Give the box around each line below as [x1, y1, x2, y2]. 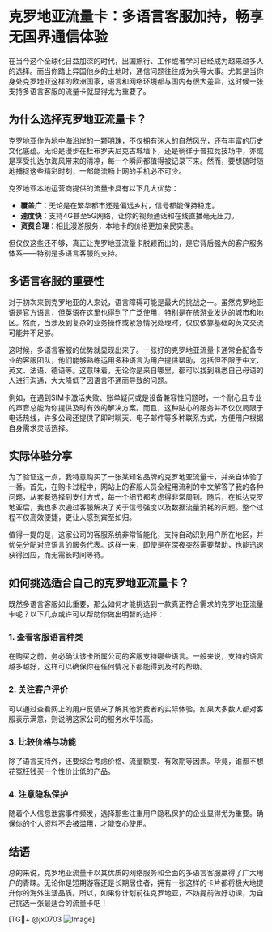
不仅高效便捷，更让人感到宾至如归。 [15, 513, 136, 522]
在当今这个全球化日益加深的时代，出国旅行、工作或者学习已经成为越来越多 [8, 56, 257, 66]
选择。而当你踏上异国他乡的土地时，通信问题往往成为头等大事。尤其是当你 [15, 66, 264, 75]
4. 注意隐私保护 [8, 788, 69, 800]
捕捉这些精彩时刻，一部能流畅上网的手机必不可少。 [15, 165, 186, 175]
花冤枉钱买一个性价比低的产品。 [8, 767, 115, 776]
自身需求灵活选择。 [8, 423, 73, 432]
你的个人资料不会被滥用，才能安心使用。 [15, 818, 151, 828]
